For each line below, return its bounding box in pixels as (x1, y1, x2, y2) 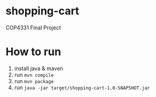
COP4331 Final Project (5, 24, 61, 31)
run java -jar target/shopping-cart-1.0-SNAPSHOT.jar (14, 84, 151, 91)
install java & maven (14, 65, 63, 72)
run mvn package (14, 77, 54, 84)
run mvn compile (14, 71, 54, 78)
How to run (5, 45, 62, 59)
